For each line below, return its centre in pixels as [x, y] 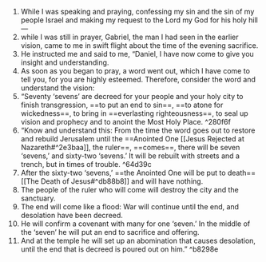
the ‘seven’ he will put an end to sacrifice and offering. [110, 232]
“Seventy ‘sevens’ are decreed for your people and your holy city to [132, 96]
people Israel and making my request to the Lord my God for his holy [133, 20]
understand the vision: [58, 88]
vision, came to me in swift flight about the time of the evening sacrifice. [139, 46]
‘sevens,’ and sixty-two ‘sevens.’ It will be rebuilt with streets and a [130, 156]
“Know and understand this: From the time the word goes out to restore [138, 130]
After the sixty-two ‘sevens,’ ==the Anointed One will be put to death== [138, 173]
